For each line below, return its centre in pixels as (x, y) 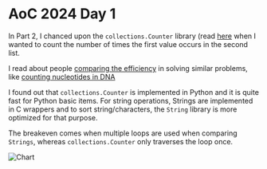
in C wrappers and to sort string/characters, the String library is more (123, 109)
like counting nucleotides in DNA (62, 77)
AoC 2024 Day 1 (62, 14)
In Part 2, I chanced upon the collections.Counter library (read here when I (132, 36)
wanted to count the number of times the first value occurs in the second (128, 44)
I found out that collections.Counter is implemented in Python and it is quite (133, 92)
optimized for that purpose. (53, 117)
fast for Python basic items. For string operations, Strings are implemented (131, 100)
